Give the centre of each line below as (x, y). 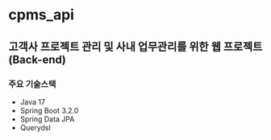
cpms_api (42, 15)
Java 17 (33, 101)
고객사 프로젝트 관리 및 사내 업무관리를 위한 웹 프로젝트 (135, 46)
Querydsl (35, 127)
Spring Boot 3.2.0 (49, 110)
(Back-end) (37, 59)
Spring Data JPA (47, 119)
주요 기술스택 (32, 84)
